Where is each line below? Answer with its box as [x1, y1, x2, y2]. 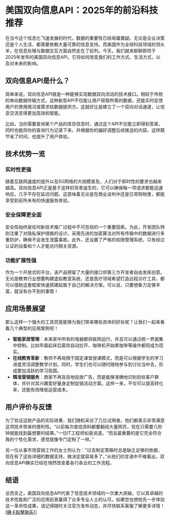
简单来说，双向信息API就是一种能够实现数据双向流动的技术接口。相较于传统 [5, 91, 163, 97]
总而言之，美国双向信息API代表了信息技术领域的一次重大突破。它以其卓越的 [5, 490, 163, 496]
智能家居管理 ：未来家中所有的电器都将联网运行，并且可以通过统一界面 [12, 336, 159, 342]
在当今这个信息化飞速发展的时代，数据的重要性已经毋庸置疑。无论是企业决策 [5, 35, 165, 41]
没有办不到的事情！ [18, 288, 59, 294]
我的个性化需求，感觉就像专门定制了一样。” [5, 436, 94, 442]
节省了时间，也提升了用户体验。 [5, 133, 72, 139]
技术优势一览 [5, 150, 46, 158]
